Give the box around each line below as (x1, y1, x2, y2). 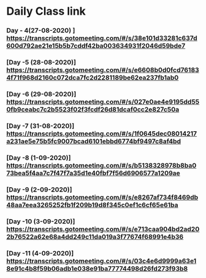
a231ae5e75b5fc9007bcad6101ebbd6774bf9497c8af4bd (6, 137, 181, 145)
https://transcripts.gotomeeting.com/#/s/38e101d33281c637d (6, 34, 197, 42)
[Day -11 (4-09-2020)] (6, 249, 74, 257)
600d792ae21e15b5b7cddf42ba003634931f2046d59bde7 (6, 42, 186, 50)
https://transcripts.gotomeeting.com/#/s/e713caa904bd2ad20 (6, 225, 200, 233)
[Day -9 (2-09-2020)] (6, 185, 72, 194)
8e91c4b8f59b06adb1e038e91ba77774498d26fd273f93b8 (6, 264, 188, 272)
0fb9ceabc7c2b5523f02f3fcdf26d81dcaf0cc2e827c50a (6, 105, 180, 114)
